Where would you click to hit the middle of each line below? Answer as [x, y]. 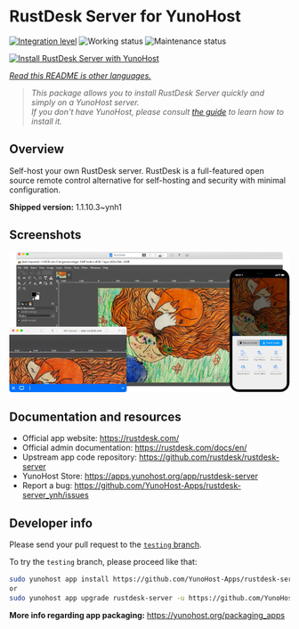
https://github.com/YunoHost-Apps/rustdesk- [158, 486]
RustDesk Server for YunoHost [125, 16]
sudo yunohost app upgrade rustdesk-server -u [97, 598]
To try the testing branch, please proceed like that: [103, 562]
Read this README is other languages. [80, 75]
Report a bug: [47, 486]
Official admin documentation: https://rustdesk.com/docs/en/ [134, 448]
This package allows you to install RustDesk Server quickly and [148, 93]
